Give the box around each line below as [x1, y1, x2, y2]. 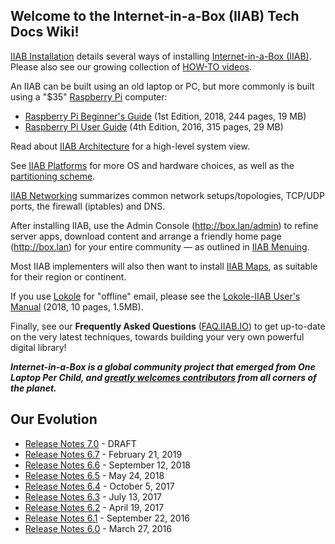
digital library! [10, 341, 67, 353]
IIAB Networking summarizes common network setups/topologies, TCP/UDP [10, 189, 325, 201]
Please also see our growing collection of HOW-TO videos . [10, 60, 253, 73]
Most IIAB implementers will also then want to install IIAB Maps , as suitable [10, 260, 318, 272]
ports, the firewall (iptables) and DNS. [10, 200, 166, 212]
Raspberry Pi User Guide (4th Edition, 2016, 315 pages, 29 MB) [24, 120, 284, 133]
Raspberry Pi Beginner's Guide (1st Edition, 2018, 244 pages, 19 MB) [24, 110, 307, 122]
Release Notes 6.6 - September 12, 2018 [24, 459, 192, 471]
